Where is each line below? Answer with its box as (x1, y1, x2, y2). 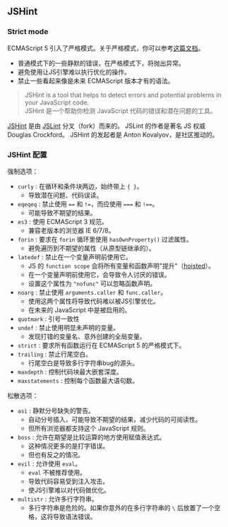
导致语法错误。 (52, 512, 97, 521)
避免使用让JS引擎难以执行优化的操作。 (17, 67, 131, 76)
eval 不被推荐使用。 (28, 468, 87, 476)
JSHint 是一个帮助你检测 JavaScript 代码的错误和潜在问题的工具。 (24, 106, 217, 115)
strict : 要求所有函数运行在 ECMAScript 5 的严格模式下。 (17, 341, 186, 349)
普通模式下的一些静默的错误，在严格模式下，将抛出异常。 (17, 59, 185, 67)
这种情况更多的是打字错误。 (28, 442, 109, 450)
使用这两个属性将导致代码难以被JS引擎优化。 (28, 297, 160, 305)
